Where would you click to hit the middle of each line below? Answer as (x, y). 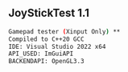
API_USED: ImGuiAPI (41, 54)
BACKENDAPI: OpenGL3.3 (46, 62)
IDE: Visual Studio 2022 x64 (57, 46)
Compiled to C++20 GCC (46, 39)
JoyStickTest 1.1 (49, 13)
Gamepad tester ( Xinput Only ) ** (64, 31)
